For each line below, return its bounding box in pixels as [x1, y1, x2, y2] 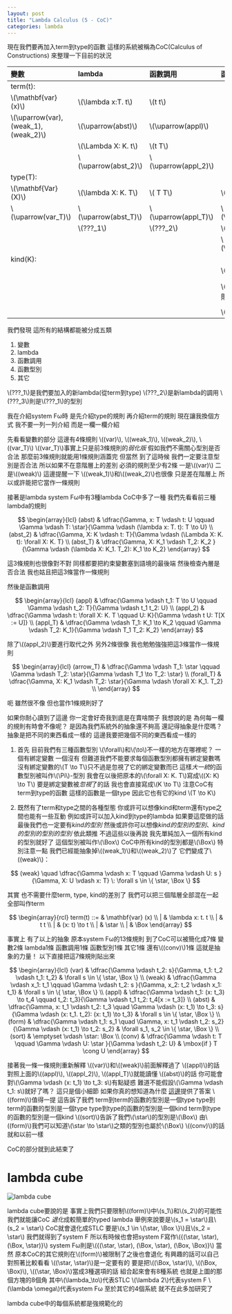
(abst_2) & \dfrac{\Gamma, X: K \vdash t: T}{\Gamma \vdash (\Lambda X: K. [8, 530, 224, 539]
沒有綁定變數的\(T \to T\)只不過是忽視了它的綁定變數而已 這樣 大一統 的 [17, 763, 216, 771]
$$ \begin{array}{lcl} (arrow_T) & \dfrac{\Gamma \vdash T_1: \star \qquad [12, 663, 220, 671]
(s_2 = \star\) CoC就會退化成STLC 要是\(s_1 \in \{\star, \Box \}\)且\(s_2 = [7, 1224, 211, 1232]
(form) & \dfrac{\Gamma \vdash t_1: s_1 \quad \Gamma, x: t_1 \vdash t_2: [8, 1017, 211, 1026]
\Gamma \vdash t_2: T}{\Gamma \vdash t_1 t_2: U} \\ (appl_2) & [27, 604, 205, 612]
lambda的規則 [7, 502, 47, 510]
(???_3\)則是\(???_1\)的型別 [7, 397, 83, 405]
